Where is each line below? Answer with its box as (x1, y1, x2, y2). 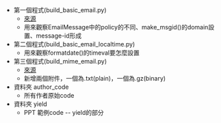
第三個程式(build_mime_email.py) (13, 57, 107, 65)
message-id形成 (36, 31, 82, 40)
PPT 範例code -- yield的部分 (23, 109, 104, 116)
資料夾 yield (13, 100, 48, 108)
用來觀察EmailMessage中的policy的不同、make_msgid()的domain (23, 23, 209, 31)
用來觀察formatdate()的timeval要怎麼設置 (23, 49, 140, 57)
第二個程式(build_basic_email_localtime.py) (13, 40, 135, 48)
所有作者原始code (23, 92, 75, 99)
